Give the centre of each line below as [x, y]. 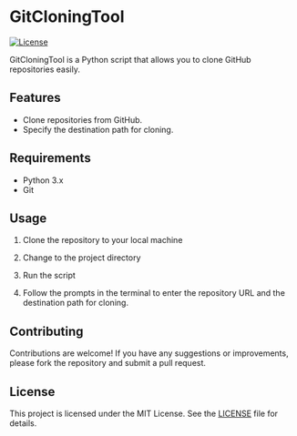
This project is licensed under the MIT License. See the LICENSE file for [144, 413]
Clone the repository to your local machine [102, 240]
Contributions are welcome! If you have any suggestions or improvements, [149, 353]
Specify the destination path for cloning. [98, 129]
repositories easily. [45, 69]
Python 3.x [43, 180]
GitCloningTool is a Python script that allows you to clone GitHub [131, 59]
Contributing [46, 331]
